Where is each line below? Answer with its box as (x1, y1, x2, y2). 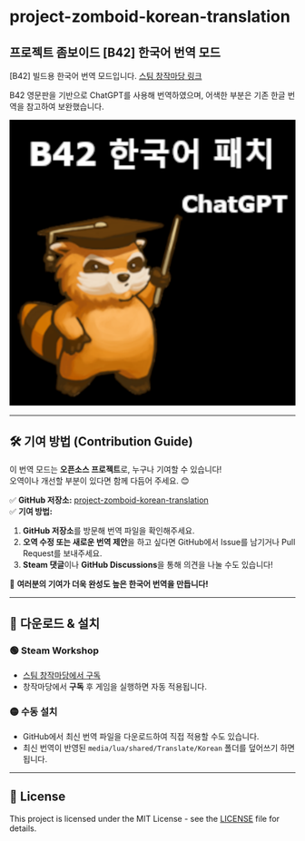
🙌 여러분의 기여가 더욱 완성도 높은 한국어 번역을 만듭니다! (9, 578, 209, 589)
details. (9, 823, 37, 834)
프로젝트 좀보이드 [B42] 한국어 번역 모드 (9, 44, 221, 60)
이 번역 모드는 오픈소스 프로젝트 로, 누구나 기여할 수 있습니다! (9, 464, 222, 474)
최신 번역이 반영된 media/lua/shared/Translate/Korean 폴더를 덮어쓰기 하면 (22, 742, 295, 753)
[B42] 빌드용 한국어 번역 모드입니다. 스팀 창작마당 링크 (9, 71, 202, 81)
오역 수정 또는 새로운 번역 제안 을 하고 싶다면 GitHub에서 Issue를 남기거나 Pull (22, 536, 296, 547)
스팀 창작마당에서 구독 (22, 670, 102, 680)
